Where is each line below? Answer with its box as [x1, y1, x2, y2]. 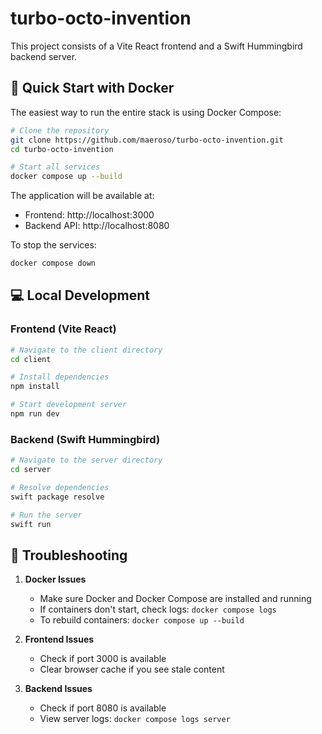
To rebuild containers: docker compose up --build [39, 614, 245, 626]
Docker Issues [24, 573, 87, 586]
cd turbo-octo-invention [10, 144, 114, 154]
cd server [10, 465, 52, 475]
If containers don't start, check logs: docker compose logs [39, 603, 277, 616]
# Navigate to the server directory [10, 455, 163, 466]
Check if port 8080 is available [39, 702, 167, 714]
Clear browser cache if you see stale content [39, 663, 225, 676]
